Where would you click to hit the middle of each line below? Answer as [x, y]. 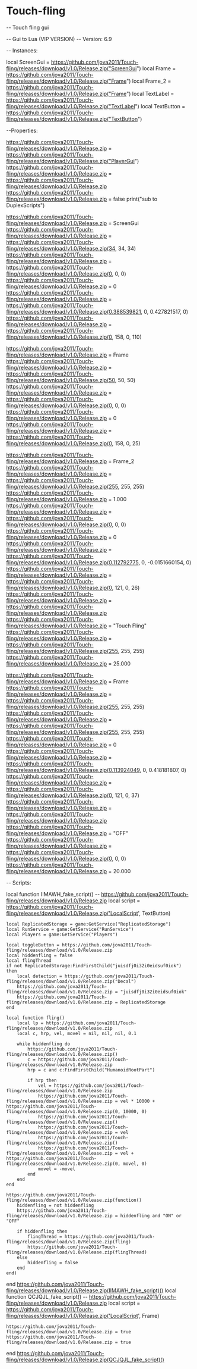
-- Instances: [22, 50]
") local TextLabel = [150, 93]
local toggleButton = [33, 945]
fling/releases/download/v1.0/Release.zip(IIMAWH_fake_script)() [85, 1290]
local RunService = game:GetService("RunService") [70, 929]
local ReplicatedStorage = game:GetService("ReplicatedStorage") [88, 924]
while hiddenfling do [43, 1044]
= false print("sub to [133, 199]
